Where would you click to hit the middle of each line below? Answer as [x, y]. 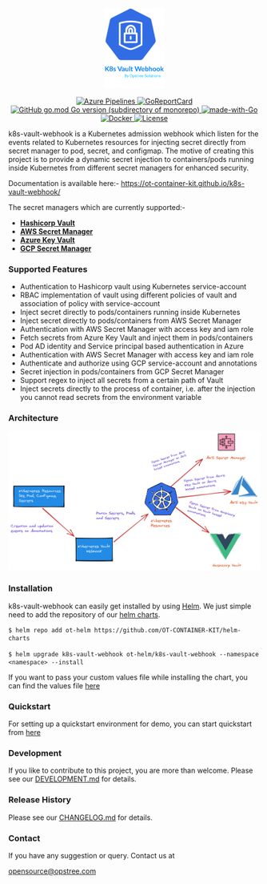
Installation [31, 588]
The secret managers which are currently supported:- [97, 207]
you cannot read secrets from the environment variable [111, 398]
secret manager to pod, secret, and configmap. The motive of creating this [131, 151]
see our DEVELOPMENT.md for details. [73, 779]
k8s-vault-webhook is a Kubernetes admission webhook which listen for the [133, 134]
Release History [40, 800]
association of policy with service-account [90, 304]
